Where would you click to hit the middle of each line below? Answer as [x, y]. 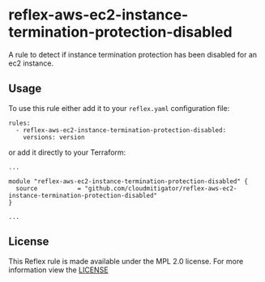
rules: [19, 123]
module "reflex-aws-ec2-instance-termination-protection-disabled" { [128, 181]
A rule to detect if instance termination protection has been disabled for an [133, 54]
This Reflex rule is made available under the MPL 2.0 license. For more [126, 261]
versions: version [54, 137]
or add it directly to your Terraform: [67, 152]
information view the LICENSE [58, 270]
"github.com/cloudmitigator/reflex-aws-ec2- [161, 188]
